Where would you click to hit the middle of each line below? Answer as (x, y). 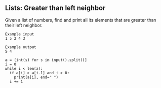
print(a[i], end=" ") (36, 77)
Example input (20, 34)
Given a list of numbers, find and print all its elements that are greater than (81, 20)
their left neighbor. (24, 25)
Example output (21, 47)
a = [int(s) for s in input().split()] (46, 60)
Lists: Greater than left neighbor (55, 8)
